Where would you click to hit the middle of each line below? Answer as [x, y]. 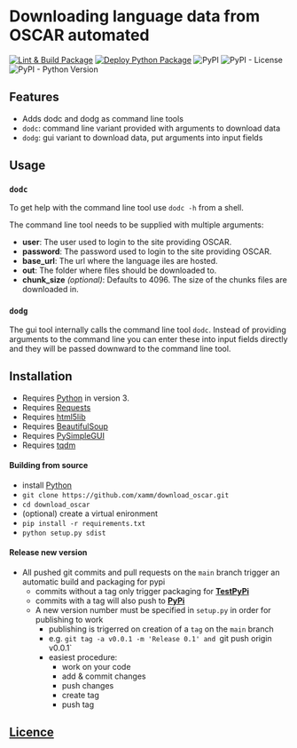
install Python [47, 485]
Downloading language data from [134, 16]
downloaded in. [50, 290]
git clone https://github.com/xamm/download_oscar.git [125, 495]
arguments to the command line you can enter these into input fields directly [148, 338]
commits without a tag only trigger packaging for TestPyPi [142, 591]
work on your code [96, 666]
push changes [88, 685]
